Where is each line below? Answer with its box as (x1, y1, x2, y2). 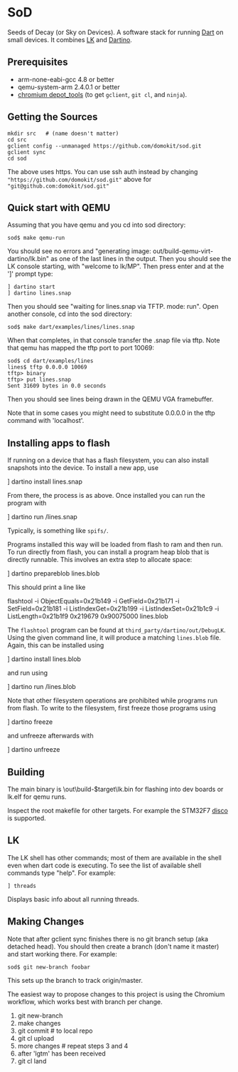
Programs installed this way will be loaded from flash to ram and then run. (7, 540, 224, 549)
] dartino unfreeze (7, 745, 60, 754)
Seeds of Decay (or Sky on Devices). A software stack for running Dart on (7, 28, 224, 36)
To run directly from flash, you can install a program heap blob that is (7, 548, 210, 556)
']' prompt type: (7, 270, 53, 278)
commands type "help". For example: (7, 868, 116, 877)
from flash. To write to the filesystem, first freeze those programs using (7, 704, 216, 713)
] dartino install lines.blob (7, 655, 82, 663)
